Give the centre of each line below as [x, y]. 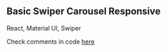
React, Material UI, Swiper [44, 28]
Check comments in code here [51, 42]
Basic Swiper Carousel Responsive [84, 11]
